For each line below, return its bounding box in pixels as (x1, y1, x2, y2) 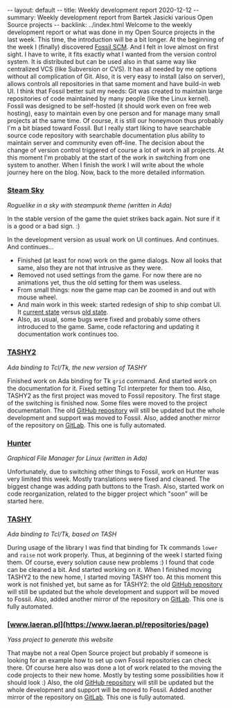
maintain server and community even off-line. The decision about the (7, 139, 204, 146)
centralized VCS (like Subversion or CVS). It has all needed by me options (7, 65, 217, 73)
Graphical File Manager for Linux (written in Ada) (7, 454, 148, 462)
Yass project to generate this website (7, 635, 114, 644)
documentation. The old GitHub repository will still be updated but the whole (7, 406, 225, 414)
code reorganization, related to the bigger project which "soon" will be (7, 489, 208, 498)
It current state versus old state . (17, 308, 109, 317)
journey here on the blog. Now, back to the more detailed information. (7, 168, 206, 176)
